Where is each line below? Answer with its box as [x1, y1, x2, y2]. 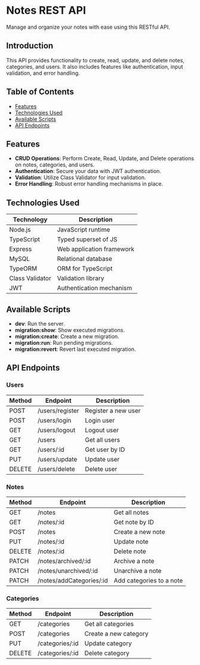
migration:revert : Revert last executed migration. [14, 345, 136, 353]
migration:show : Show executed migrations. [14, 327, 125, 333]
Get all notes [113, 508, 149, 517]
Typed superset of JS [57, 235, 118, 244]
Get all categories [84, 620, 134, 628]
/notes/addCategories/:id [38, 576, 109, 584]
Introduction [6, 41, 54, 51]
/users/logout [38, 426, 76, 434]
